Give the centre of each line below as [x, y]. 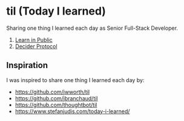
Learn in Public [34, 40]
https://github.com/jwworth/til [52, 92]
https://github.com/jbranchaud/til [56, 98]
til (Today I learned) [56, 11]
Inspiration [27, 65]
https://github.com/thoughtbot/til [56, 105]
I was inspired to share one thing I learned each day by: [75, 80]
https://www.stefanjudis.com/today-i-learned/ [72, 111]
